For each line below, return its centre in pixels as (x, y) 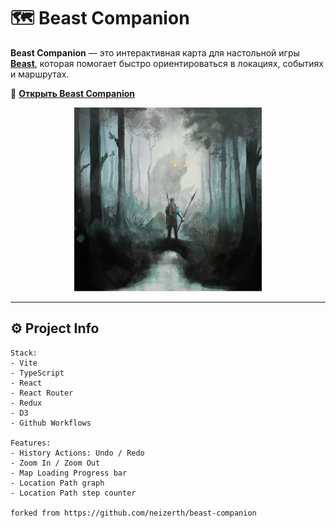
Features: (31, 443)
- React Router (42, 393)
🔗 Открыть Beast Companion (73, 93)
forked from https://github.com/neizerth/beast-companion (133, 513)
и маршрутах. (40, 74)
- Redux (26, 403)
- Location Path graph (57, 483)
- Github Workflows (51, 423)
